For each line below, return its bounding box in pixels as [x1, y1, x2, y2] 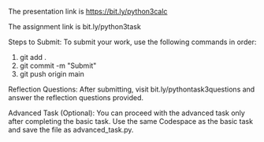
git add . [19, 53, 47, 62]
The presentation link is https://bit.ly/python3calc [8, 7, 168, 16]
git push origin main [19, 69, 84, 78]
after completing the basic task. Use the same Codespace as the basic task [8, 117, 254, 125]
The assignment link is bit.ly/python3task [8, 22, 142, 31]
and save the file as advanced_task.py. [8, 125, 134, 134]
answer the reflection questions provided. [8, 93, 144, 102]
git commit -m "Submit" [19, 61, 97, 70]
